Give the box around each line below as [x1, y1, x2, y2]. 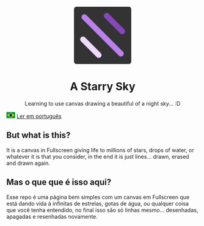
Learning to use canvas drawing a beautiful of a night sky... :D [24, 100, 181, 107]
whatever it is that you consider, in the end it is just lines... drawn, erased [6, 153, 189, 160]
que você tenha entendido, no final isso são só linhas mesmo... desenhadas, [6, 206, 199, 214]
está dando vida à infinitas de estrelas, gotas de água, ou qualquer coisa [6, 200, 189, 207]
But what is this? [6, 130, 71, 140]
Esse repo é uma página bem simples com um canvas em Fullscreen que [6, 193, 190, 200]
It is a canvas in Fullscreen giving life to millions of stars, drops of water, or [6, 146, 194, 153]
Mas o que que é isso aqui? [6, 177, 112, 188]
